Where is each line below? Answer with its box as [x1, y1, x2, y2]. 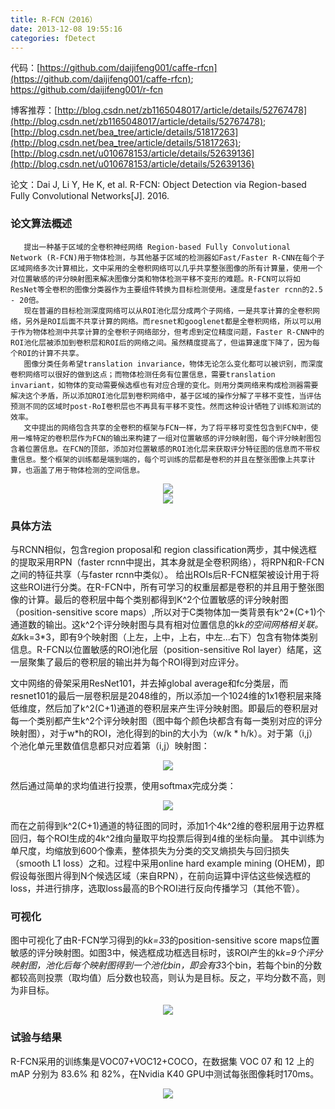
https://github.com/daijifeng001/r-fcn [10, 84, 163, 96]
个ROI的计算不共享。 [10, 348, 84, 358]
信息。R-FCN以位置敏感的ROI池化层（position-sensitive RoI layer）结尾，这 [10, 643, 323, 655]
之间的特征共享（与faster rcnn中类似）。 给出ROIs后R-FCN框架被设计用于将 [10, 568, 320, 580]
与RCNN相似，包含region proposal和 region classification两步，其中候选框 [10, 543, 318, 555]
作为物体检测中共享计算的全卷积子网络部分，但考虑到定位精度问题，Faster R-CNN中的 [17, 327, 325, 337]
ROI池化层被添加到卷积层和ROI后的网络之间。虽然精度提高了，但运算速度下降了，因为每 [10, 337, 320, 348]
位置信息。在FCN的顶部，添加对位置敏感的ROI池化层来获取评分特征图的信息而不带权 [24, 444, 320, 454]
